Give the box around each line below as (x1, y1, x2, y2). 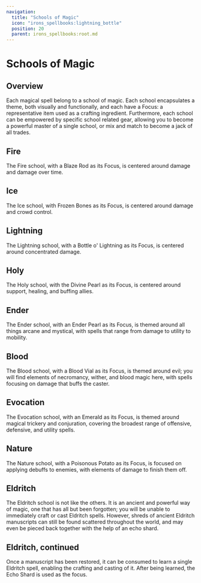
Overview (6, 81, 44, 91)
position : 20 (11, 25, 44, 32)
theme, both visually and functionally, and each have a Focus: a (6, 103, 163, 111)
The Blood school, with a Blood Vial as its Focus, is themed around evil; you (6, 367, 193, 374)
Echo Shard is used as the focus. (6, 571, 88, 578)
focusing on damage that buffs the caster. (6, 380, 110, 387)
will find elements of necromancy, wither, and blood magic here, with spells (6, 374, 193, 380)
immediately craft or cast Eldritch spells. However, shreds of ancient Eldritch (6, 512, 195, 519)
